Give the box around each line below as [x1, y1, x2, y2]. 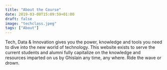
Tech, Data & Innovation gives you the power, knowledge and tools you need [5, 39, 163, 45]
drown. [5, 60, 20, 66]
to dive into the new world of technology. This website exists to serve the [5, 44, 156, 50]
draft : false [5, 16, 32, 21]
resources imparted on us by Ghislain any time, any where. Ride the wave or [5, 55, 162, 61]
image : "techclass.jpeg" [5, 21, 57, 26]
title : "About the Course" [5, 7, 61, 12]
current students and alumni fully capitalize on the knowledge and [5, 50, 141, 56]
